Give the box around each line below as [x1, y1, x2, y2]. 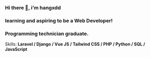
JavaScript [5, 46, 27, 52]
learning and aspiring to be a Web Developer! [5, 17, 113, 24]
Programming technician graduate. [5, 30, 89, 37]
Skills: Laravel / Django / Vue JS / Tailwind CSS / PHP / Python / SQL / [5, 41, 146, 47]
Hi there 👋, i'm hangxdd [5, 4, 61, 11]
